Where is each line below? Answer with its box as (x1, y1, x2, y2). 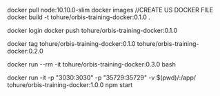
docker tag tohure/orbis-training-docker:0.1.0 (7, 40, 136, 47)
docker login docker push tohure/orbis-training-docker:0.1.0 (7, 27, 178, 34)
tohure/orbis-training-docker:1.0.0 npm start (7, 81, 133, 88)
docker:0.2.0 (7, 47, 43, 55)
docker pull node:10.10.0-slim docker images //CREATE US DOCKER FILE (7, 6, 214, 14)
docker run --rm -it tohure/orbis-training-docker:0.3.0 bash (7, 60, 176, 68)
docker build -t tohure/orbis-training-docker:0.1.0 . (7, 13, 150, 21)
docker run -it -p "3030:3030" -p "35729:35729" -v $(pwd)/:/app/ (7, 73, 197, 82)
